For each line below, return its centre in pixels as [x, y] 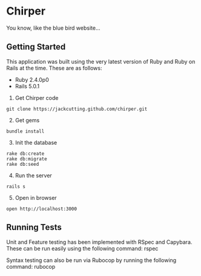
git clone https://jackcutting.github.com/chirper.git [77, 109]
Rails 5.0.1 [27, 86]
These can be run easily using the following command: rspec [82, 248]
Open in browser [36, 197]
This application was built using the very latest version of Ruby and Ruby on [101, 61]
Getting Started [36, 47]
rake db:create [25, 153]
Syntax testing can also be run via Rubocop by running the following [91, 260]
